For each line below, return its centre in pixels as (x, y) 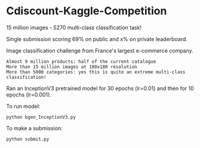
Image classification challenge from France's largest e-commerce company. (100, 50)
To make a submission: (34, 128)
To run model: (23, 106)
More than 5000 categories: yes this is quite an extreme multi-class (96, 72)
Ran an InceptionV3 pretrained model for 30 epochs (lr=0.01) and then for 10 (100, 88)
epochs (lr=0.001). (29, 94)
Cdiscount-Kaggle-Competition (87, 11)
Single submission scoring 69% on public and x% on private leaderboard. (97, 39)
